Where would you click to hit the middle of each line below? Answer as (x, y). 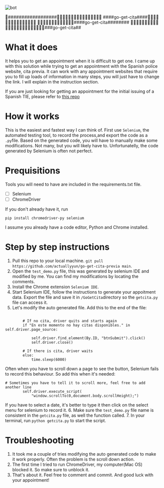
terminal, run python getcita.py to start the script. (56, 420)
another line (18, 387)
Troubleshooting (40, 441)
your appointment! (31, 480)
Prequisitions (33, 171)
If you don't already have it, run (37, 209)
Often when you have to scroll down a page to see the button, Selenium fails (82, 369)
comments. (23, 281)
